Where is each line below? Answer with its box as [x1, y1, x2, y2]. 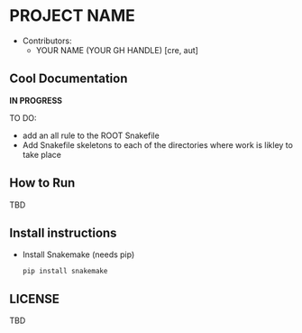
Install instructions [9, 225, 117, 240]
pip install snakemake [22, 267, 108, 276]
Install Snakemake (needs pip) [22, 249, 135, 260]
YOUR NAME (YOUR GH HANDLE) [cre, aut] [35, 44, 198, 55]
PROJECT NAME [9, 5, 135, 26]
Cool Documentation [9, 71, 128, 87]
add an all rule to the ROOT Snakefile [22, 130, 160, 141]
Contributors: [22, 35, 72, 46]
